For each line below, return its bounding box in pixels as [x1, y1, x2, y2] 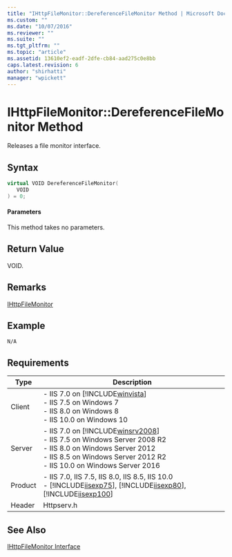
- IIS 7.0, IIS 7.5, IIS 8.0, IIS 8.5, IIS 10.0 [43, 472, 173, 482]
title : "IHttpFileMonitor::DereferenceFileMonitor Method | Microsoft [7, 10, 215, 17]
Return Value [7, 243, 64, 255]
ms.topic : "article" [7, 49, 67, 56]
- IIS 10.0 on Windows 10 [43, 415, 128, 425]
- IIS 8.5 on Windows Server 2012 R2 [43, 452, 167, 462]
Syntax [7, 162, 39, 173]
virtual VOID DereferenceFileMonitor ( [7, 180, 119, 187]
